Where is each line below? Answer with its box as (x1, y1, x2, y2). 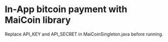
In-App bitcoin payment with (5, 4, 128, 15)
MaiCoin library (5, 14, 71, 26)
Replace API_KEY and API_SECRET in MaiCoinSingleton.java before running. (5, 31, 163, 37)
